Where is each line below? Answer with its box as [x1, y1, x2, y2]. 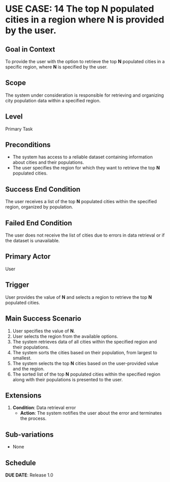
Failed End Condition [5, 218, 73, 227]
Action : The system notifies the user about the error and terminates [20, 410, 162, 416]
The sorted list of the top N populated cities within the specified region [12, 371, 161, 377]
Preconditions [5, 140, 51, 149]
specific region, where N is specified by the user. [5, 64, 108, 70]
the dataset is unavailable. [5, 238, 60, 244]
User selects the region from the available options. [12, 333, 118, 339]
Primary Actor [5, 252, 51, 261]
